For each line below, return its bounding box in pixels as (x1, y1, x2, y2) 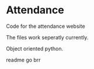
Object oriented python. (6, 45, 64, 52)
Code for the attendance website (6, 23, 86, 30)
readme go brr (6, 56, 41, 63)
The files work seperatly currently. (6, 34, 89, 41)
